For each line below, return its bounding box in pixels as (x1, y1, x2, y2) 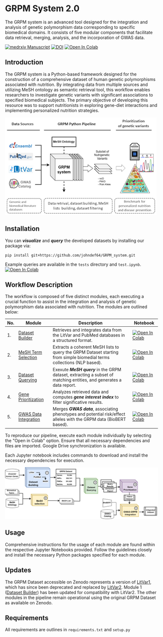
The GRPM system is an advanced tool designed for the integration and (5, 19, 148, 25)
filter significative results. (52, 399, 103, 405)
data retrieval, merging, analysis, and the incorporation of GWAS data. (5, 35, 145, 40)
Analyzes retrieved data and (52, 389, 109, 395)
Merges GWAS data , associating (52, 406, 118, 412)
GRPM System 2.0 (5, 3, 80, 14)
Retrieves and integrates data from (52, 327, 122, 333)
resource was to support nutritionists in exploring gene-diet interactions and (5, 102, 158, 108)
